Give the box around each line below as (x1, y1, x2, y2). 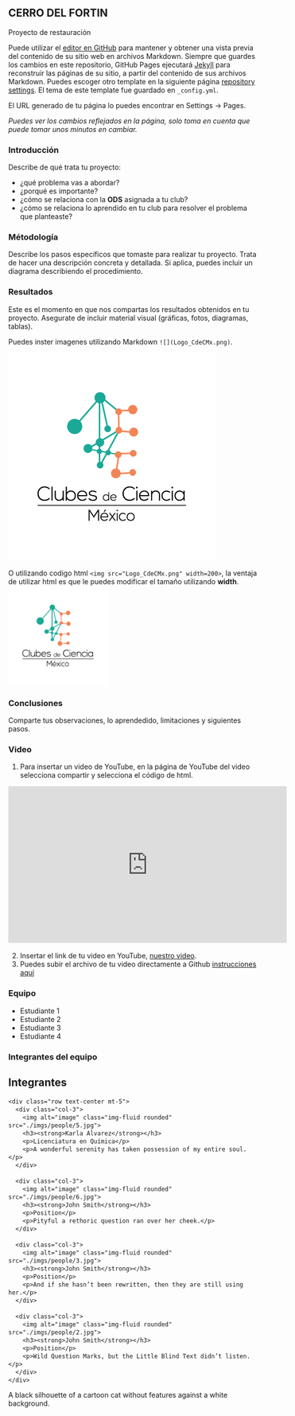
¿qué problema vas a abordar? (19, 178, 120, 188)
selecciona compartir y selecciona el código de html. (19, 770, 193, 780)
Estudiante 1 (19, 1006, 60, 1016)
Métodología (8, 232, 58, 243)
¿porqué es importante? (19, 186, 99, 196)
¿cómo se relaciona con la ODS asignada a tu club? (19, 195, 188, 205)
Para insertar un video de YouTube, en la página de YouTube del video (19, 762, 250, 771)
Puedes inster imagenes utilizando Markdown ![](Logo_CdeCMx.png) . (8, 337, 233, 346)
